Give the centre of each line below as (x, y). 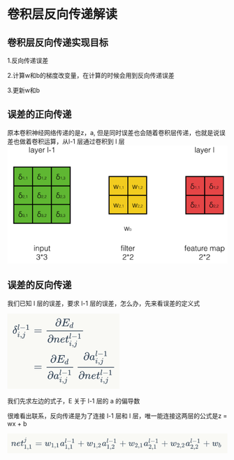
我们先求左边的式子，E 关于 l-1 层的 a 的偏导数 (74, 400)
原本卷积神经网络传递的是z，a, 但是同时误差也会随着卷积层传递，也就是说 (114, 132)
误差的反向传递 (39, 285)
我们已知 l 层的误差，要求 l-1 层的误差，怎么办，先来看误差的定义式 (104, 303)
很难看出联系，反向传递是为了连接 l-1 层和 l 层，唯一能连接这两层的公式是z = (117, 416)
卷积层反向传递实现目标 (58, 42)
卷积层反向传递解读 (63, 14)
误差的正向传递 (39, 114)
